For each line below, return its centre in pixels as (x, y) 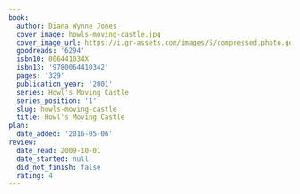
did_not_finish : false (59, 167)
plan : (18, 126)
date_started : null (53, 159)
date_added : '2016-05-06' (65, 134)
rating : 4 (34, 175)
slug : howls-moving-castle (67, 109)
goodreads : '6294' (51, 51)
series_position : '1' (57, 101)
